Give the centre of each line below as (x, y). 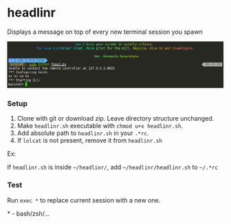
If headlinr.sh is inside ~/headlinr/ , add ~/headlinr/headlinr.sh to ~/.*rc (113, 167)
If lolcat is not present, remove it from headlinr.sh (90, 141)
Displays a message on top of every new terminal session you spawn (105, 32)
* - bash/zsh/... (29, 213)
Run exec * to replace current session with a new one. (84, 200)
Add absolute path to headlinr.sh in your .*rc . (83, 133)
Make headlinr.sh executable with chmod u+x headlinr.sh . (100, 126)
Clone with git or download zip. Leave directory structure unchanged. (115, 119)
